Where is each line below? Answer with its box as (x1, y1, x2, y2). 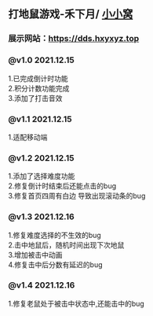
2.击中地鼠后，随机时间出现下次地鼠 (8, 240, 125, 250)
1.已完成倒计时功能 (8, 73, 68, 83)
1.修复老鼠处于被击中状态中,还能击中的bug (8, 299, 145, 308)
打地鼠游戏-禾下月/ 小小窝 (8, 7, 133, 21)
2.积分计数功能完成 (8, 84, 70, 93)
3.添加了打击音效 (8, 93, 63, 102)
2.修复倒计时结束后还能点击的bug (8, 181, 117, 191)
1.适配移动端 (8, 132, 48, 142)
